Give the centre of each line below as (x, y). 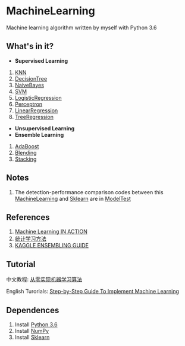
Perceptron (29, 104)
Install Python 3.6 (36, 324)
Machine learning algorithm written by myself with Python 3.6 (81, 27)
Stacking (26, 159)
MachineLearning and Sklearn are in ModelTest (73, 198)
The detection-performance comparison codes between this (89, 192)
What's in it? (30, 46)
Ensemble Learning (39, 134)
